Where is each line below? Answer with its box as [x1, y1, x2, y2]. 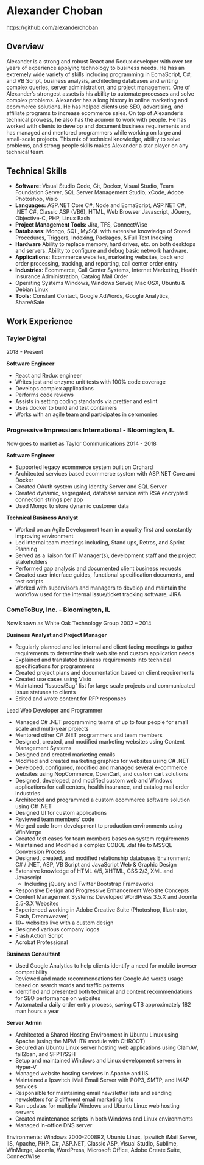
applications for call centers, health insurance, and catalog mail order [15, 783, 189, 790]
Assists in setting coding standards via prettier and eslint [15, 398, 158, 405]
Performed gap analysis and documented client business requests [15, 565, 181, 572]
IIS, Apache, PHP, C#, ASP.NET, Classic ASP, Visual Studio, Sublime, [6, 1139, 178, 1147]
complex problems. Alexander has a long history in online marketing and [6, 96, 188, 104]
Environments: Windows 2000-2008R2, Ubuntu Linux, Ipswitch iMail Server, [6, 1133, 197, 1141]
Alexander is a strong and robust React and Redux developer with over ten [6, 57, 193, 65]
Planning [15, 545, 38, 552]
